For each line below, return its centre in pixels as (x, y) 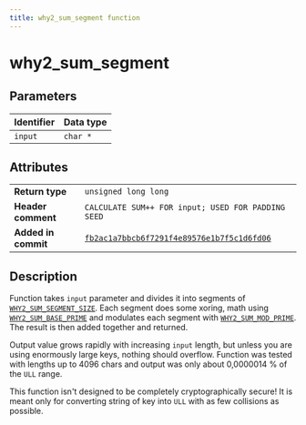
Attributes (39, 168)
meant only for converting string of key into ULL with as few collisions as (144, 401)
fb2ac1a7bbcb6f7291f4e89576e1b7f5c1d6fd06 (178, 238)
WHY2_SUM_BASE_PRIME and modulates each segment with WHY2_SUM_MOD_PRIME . (153, 318)
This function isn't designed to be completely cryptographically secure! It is (151, 391)
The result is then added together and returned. (99, 328)
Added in (34, 233)
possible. (26, 411)
